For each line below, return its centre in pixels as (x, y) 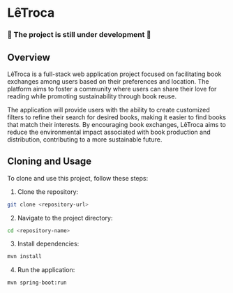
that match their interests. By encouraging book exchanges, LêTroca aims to (117, 124)
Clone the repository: (48, 191)
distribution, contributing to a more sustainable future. (85, 139)
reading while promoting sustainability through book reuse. (92, 96)
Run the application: (46, 270)
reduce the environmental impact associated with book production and (109, 132)
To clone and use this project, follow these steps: (78, 178)
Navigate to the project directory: (65, 218)
